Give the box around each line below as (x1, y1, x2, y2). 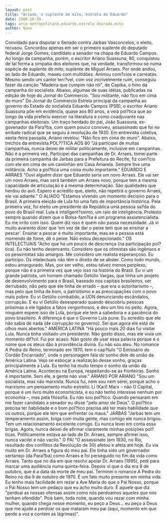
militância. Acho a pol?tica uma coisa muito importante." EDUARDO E (5, 167, 147, 173)
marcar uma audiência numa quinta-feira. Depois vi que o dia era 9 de (5, 463, 149, 469)
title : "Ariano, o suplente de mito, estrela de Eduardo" (5, 12, 128, 17)
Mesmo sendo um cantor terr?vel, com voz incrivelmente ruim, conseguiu (5, 77, 157, 83)
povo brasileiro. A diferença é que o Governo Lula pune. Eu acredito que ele (5, 315, 161, 321)
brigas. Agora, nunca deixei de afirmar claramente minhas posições (5, 426, 145, 432)
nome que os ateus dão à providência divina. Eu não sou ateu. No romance (5, 342, 160, 348)
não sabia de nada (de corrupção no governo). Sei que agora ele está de (5, 320, 155, 327)
